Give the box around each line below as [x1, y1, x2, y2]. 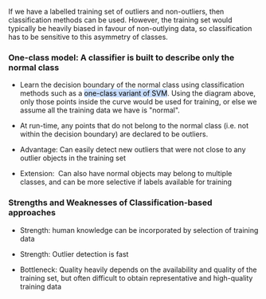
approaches [8, 207, 56, 218]
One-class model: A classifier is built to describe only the [8, 52, 235, 63]
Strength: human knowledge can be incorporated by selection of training [19, 225, 259, 234]
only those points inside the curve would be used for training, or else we [19, 97, 257, 107]
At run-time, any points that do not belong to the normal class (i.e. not [19, 121, 249, 131]
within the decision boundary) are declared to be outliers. [19, 129, 209, 139]
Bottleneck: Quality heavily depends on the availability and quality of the [19, 265, 257, 274]
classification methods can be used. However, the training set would [8, 15, 233, 25]
